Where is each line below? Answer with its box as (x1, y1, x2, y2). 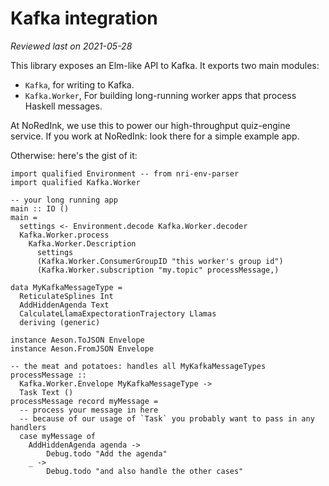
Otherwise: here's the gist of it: (10, 149, 138, 161)
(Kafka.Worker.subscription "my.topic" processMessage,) (36, 265, 280, 275)
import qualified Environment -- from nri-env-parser (10, 168, 240, 179)
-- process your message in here (19, 405, 159, 415)
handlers (10, 422, 47, 432)
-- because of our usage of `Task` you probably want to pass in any (19, 413, 315, 424)
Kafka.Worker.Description (28, 238, 137, 249)
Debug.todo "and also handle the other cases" (46, 466, 244, 476)
